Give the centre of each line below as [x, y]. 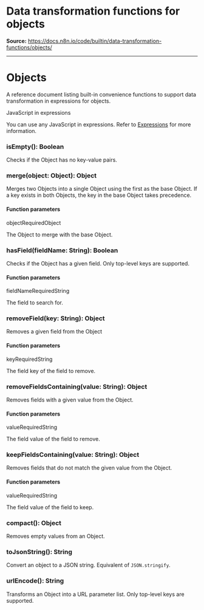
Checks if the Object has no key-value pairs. [62, 160]
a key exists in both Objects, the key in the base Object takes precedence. [99, 195]
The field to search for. [35, 303]
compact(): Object [34, 523]
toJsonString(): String [39, 552]
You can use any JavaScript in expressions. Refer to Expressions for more [99, 124]
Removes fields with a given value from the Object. [70, 400]
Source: [17, 41]
